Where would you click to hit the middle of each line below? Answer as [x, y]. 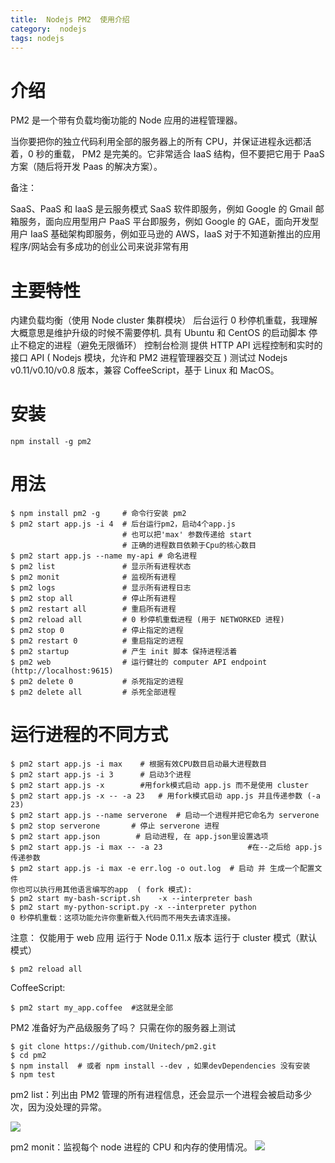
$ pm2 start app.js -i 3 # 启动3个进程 [101, 775]
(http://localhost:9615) [62, 671]
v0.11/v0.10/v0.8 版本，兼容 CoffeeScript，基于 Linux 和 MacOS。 [145, 370]
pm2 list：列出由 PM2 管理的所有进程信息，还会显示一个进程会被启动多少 [161, 1095]
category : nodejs [48, 29]
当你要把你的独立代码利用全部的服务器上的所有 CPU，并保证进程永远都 [156, 142]
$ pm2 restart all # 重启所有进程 [93, 609]
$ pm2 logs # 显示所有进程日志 [101, 588]
